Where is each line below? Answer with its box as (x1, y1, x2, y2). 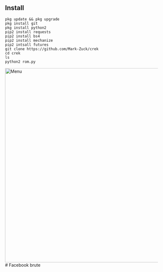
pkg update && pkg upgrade (5, 17, 60, 21)
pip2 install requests (5, 29, 51, 34)
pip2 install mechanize (5, 38, 53, 43)
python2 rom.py (5, 59, 36, 64)
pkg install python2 (5, 25, 47, 30)
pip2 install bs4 (5, 34, 40, 38)
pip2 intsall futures (5, 42, 49, 47)
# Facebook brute (5, 262, 41, 268)
